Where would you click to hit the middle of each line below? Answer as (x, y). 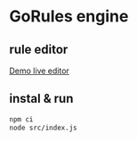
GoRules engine (69, 17)
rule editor (39, 50)
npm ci (21, 119)
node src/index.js (43, 128)
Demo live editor (39, 70)
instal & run (41, 99)
